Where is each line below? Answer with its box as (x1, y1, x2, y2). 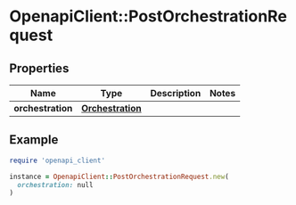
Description (150, 87, 201, 99)
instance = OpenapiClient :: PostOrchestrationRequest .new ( (9, 172, 229, 181)
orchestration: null (17, 180, 94, 189)
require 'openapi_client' (9, 156, 105, 165)
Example (9, 132, 59, 148)
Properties (9, 61, 70, 76)
